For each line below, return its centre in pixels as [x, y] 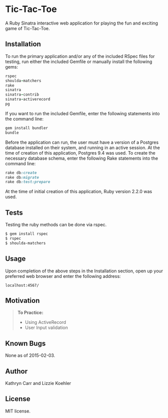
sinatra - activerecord [28, 99]
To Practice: [30, 313]
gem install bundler [27, 128]
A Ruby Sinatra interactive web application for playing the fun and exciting [82, 23]
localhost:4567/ [22, 285]
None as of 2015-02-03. [30, 355]
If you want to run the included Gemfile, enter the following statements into [82, 113]
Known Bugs [26, 343]
